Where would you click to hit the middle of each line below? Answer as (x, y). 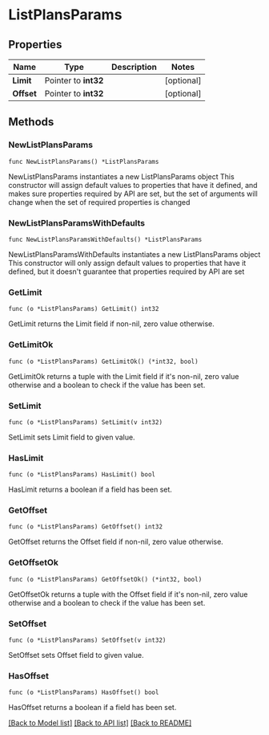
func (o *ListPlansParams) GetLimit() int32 (84, 309)
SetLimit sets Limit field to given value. (72, 437)
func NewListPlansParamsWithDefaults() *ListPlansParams (105, 239)
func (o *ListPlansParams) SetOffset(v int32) (87, 640)
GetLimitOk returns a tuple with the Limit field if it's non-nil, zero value (124, 376)
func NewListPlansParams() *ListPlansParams (84, 161)
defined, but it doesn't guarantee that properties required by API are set (126, 272)
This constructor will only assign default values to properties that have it (127, 263)
